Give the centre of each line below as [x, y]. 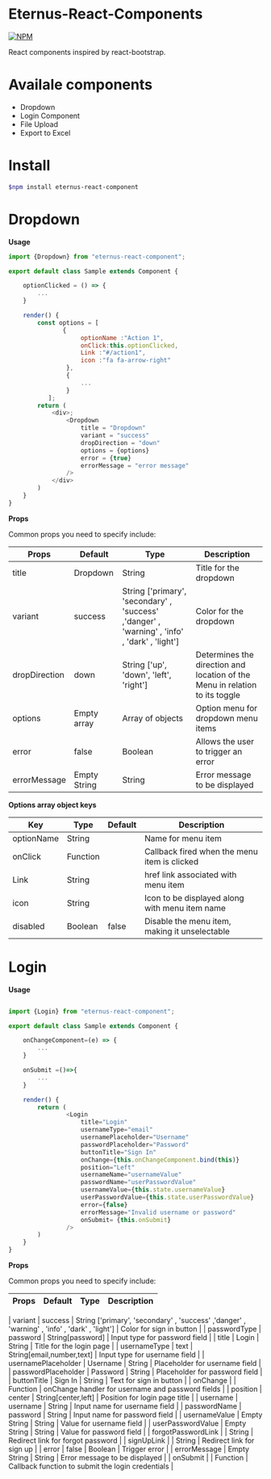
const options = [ [68, 323]
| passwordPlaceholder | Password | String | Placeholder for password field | [135, 1372]
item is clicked [171, 861]
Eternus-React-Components [106, 14]
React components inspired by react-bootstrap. [87, 52]
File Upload [39, 124]
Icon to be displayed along [194, 897]
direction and [221, 665]
